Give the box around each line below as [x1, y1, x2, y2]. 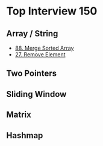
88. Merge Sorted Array [14, 44, 74, 51]
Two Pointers [6, 68, 57, 79]
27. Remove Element [14, 51, 66, 58]
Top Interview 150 [6, 4, 98, 18]
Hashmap [6, 130, 43, 141]
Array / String [6, 28, 58, 39]
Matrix [6, 110, 31, 120]
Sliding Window [6, 89, 67, 99]
